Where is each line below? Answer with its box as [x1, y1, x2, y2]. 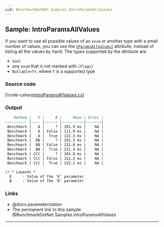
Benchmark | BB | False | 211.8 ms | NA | [7, 142, 104, 147]
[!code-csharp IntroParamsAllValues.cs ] [5, 91, 84, 98]
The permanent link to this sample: [12, 206, 82, 212]
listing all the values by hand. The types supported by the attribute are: [5, 48, 147, 54]
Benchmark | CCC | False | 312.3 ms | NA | [7, 156, 104, 161]
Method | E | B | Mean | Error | [14, 115, 104, 120]
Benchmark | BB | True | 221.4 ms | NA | [7, 147, 104, 152]
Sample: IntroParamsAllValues [5, 25, 100, 34]
